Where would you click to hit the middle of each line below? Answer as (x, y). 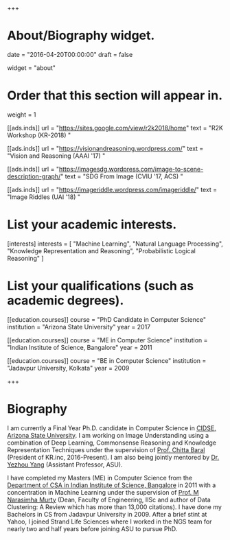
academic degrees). (66, 301)
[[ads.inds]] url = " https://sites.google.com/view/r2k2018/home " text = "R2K (115, 128)
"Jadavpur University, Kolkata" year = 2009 (68, 368)
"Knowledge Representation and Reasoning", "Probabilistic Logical (101, 250)
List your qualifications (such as (101, 286)
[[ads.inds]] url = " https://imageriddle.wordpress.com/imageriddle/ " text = (112, 189)
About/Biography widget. (81, 36)
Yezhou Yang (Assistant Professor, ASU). (65, 465)
